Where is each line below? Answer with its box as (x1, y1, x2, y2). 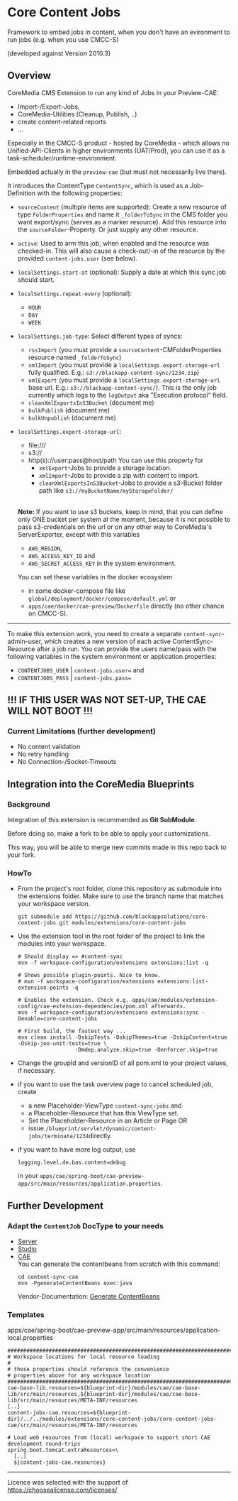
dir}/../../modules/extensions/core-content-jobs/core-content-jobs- (7, 1416, 217, 1423)
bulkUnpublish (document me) (28, 413, 117, 422)
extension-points (17, 984, 69, 991)
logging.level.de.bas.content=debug (17, 1159, 126, 1167)
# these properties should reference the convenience (7, 1366, 170, 1373)
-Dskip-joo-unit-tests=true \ (17, 1040, 108, 1047)
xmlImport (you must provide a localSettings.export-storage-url (28, 360, 221, 369)
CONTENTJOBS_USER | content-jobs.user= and (17, 665, 144, 675)
